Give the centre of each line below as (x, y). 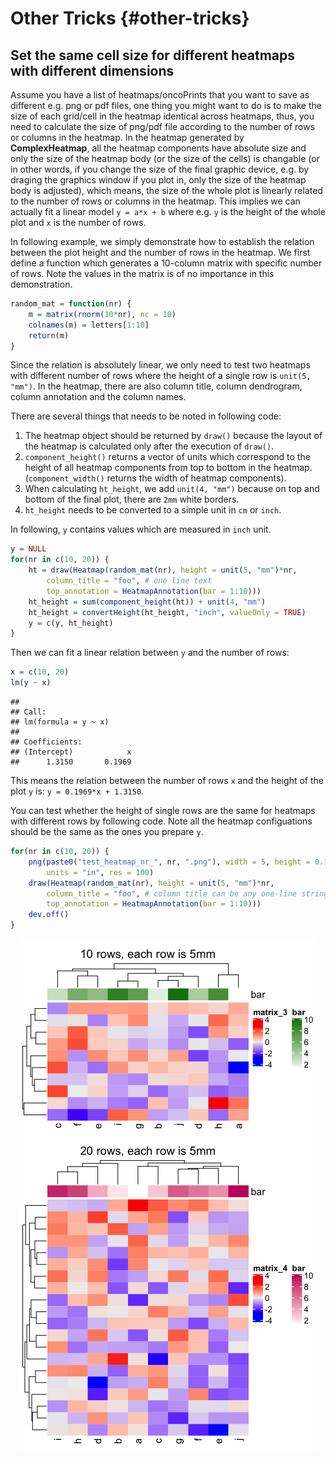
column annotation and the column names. (98, 397)
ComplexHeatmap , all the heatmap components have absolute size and (158, 148)
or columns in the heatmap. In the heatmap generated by (127, 137)
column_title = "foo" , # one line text (129, 581)
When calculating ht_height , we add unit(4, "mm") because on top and (172, 489)
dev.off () (49, 915)
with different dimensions (92, 70)
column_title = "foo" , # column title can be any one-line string (187, 893)
